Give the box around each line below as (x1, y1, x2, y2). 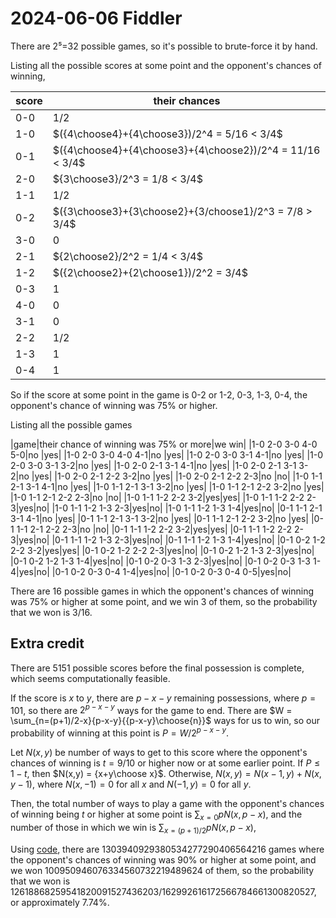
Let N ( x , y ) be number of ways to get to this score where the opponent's (10, 747, 308, 759)
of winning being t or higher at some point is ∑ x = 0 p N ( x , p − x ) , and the (10, 808, 303, 822)
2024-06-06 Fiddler (10, 7, 183, 30)
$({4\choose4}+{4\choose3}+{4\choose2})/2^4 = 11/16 (52, 143, 321, 157)
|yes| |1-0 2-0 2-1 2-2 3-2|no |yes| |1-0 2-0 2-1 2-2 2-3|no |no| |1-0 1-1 (31, 470, 323, 482)
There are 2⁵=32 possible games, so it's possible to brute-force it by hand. (10, 40, 318, 52)
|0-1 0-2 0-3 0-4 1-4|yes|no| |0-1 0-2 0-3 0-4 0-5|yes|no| (51, 565, 292, 577)
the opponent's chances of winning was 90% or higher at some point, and (10, 853, 317, 866)
